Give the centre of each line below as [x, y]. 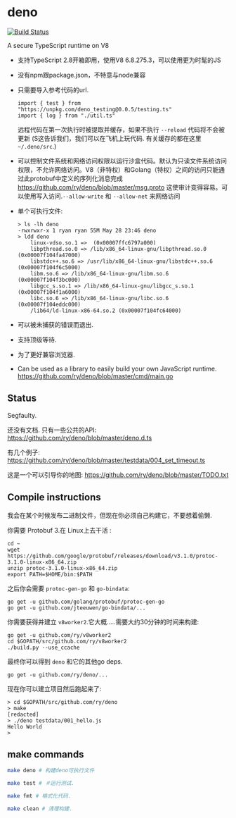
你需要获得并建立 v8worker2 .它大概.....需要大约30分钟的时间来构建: [103, 621]
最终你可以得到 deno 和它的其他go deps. [65, 661]
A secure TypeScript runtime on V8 [58, 45]
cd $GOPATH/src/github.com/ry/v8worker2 [67, 641]
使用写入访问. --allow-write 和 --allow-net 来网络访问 [102, 196]
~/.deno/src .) [37, 146]
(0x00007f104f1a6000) [49, 292]
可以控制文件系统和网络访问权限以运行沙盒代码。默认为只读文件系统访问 [122, 161]
